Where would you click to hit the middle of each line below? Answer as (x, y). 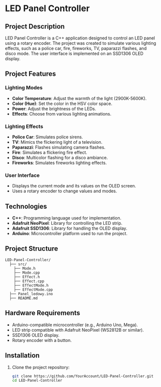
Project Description (35, 26)
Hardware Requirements (43, 313)
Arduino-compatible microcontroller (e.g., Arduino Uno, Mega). (75, 325)
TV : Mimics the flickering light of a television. (57, 142)
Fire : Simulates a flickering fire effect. (49, 152)
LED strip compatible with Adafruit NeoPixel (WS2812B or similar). (78, 330)
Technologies (26, 206)
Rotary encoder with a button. (42, 340)
